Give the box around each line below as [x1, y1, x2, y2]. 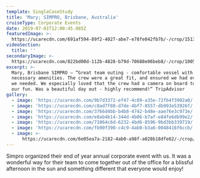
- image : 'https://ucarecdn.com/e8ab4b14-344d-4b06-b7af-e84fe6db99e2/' [11, 114, 196, 120]
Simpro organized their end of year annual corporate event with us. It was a [6, 152, 192, 160]
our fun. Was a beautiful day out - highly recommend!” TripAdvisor [11, 86, 185, 92]
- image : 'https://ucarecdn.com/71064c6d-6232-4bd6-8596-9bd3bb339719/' [11, 120, 196, 126]
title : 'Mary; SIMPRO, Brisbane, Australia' [6, 14, 118, 20]
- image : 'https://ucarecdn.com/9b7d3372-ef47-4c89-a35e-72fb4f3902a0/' [11, 97, 196, 103]
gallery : [6, 92, 28, 98]
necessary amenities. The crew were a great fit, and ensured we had [11, 75, 187, 81]
